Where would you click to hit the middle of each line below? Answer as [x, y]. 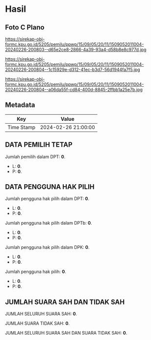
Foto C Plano [25, 27]
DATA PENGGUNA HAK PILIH [50, 187]
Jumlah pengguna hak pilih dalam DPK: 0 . [47, 247]
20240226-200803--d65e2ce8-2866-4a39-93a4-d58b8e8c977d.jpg [76, 50]
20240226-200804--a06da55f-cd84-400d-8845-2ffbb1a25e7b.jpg [74, 89]
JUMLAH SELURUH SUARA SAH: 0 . [41, 314]
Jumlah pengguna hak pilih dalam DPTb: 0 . [49, 223]
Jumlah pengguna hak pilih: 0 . [36, 272]
